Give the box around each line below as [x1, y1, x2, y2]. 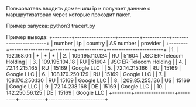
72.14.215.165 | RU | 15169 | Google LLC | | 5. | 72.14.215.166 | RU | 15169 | [6, 65, 181, 72]
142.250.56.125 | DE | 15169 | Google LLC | [6, 90, 108, 96]
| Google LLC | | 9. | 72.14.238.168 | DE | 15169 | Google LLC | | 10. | [6, 83, 167, 90]
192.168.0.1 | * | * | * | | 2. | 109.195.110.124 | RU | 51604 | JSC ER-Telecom [6, 52, 184, 59]
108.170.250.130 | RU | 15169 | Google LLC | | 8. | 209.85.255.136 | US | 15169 [6, 77, 190, 84]
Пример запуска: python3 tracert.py [6, 23, 95, 29]
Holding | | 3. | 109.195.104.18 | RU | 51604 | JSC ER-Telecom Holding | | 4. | [6, 58, 187, 65]
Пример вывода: [6, 34, 48, 40]
